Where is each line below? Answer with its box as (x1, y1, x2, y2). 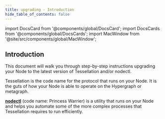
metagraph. (5, 88, 29, 94)
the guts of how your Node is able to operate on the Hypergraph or (5, 83, 142, 89)
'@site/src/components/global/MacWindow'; (5, 36, 97, 42)
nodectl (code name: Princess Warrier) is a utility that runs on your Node (5, 98, 154, 104)
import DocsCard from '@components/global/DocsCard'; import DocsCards (5, 25, 160, 31)
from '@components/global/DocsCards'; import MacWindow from (5, 31, 140, 37)
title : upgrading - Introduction (5, 7, 74, 12)
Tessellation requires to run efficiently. (5, 109, 83, 115)
